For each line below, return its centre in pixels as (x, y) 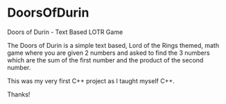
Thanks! (19, 94)
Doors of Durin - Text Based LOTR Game (65, 32)
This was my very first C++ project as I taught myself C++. (91, 80)
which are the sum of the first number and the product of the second (105, 60)
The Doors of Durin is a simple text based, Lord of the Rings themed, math (113, 45)
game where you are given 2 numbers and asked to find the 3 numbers (108, 53)
